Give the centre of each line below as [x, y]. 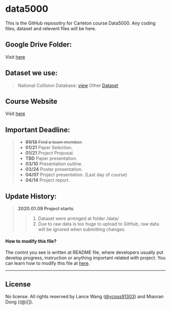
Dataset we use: [31, 73]
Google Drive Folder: [39, 45]
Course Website [31, 101]
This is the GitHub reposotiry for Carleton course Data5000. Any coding [81, 23]
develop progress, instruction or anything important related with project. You [85, 258]
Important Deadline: [38, 130]
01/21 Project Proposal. [50, 153]
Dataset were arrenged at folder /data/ [78, 218]
